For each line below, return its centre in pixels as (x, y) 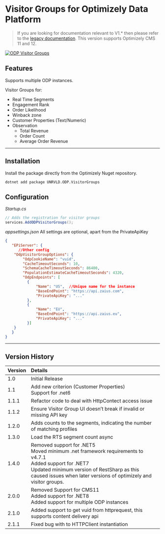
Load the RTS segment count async (72, 437)
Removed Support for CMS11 (65, 490)
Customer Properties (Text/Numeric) (49, 120)
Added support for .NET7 (60, 464)
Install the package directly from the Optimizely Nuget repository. (71, 173)
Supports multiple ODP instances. (39, 80)
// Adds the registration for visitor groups (52, 218)
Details (40, 370)
